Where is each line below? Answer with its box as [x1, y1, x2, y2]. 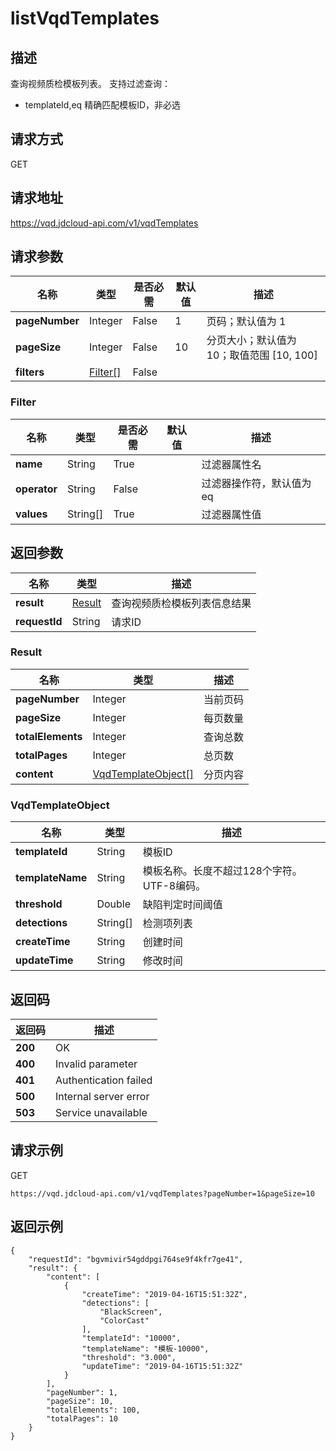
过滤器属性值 [201, 507, 262, 521]
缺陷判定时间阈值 [142, 898, 223, 912]
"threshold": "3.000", [81, 1352, 177, 1362]
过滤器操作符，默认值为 [201, 476, 312, 490]
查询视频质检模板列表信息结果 [111, 596, 252, 610]
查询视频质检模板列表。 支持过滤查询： [10, 78, 171, 89]
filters [15, 365, 45, 379]
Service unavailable [55, 1105, 148, 1119]
